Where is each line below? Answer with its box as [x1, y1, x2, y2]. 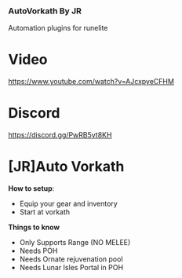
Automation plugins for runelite [8, 24, 108, 33]
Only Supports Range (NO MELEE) [19, 238, 131, 247]
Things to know [8, 222, 60, 232]
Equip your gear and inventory [19, 199, 118, 209]
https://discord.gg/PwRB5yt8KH [8, 130, 112, 140]
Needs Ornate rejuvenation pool [19, 254, 123, 264]
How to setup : [8, 184, 55, 193]
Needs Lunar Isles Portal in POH [19, 263, 124, 273]
